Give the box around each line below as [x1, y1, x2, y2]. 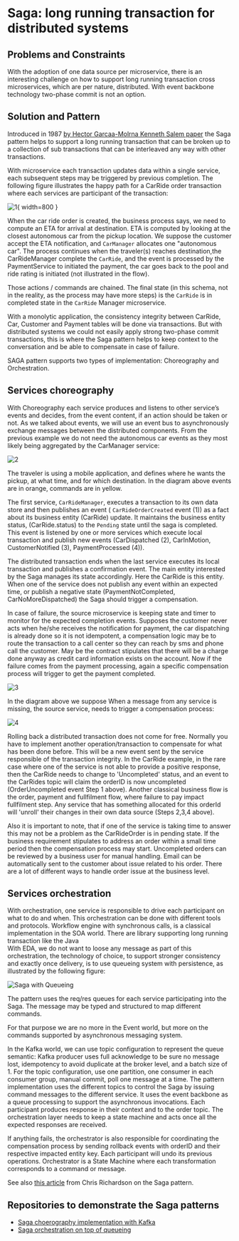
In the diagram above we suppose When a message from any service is [7, 697, 217, 705]
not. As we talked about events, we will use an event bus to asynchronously [7, 418, 229, 427]
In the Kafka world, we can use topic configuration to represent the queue [7, 1045, 224, 1054]
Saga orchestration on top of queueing [17, 1225, 132, 1234]
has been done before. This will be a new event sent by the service [7, 747, 204, 756]
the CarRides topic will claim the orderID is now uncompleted [7, 777, 186, 786]
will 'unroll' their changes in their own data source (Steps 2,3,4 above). [7, 807, 215, 816]
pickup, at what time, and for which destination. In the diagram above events [7, 476, 232, 485]
